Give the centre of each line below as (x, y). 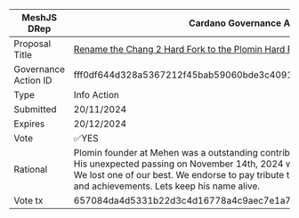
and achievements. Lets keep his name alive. (167, 186)
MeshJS (40, 17)
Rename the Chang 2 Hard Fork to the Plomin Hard (179, 49)
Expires (29, 124)
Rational (31, 170)
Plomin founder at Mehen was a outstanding (166, 153)
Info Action (97, 95)
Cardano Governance (235, 23)
